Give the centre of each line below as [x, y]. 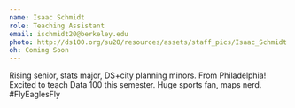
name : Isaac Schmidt [47, 17]
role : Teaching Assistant [57, 26]
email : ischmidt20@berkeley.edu [69, 34]
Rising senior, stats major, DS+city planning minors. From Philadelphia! [138, 75]
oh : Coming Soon [39, 50]
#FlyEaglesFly [35, 95]
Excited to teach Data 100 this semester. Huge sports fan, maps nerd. [136, 85]
